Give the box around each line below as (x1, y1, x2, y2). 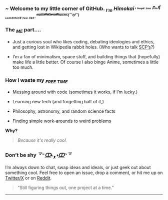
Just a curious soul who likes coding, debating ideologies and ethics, (12, 38, 155, 44)
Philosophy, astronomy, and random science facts (12, 108, 116, 114)
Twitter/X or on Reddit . (5, 175, 51, 181)
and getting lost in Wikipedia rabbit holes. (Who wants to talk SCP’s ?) (12, 44, 155, 50)
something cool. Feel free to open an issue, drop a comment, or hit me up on (5, 170, 163, 176)
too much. (12, 64, 33, 70)
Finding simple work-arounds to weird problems (12, 118, 111, 124)
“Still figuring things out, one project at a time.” (17, 185, 114, 191)
